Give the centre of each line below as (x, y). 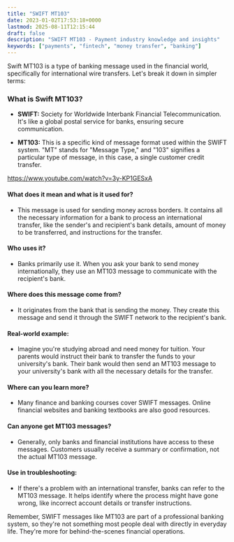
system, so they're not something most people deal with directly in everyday (117, 524)
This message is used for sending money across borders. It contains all (120, 210)
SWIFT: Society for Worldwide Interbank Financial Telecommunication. (119, 114)
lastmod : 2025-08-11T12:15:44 (51, 27)
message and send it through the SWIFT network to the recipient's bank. (122, 317)
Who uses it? (27, 248)
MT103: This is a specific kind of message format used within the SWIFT (122, 142)
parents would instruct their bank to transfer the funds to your (106, 356)
